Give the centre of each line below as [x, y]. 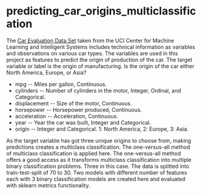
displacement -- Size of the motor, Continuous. [74, 103]
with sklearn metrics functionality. [48, 185]
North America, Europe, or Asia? [46, 72]
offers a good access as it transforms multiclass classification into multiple [99, 159]
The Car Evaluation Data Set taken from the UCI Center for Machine [90, 40]
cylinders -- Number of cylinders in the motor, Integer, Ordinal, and [98, 90]
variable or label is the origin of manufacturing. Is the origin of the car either [100, 66]
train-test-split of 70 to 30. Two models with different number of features [97, 172]
